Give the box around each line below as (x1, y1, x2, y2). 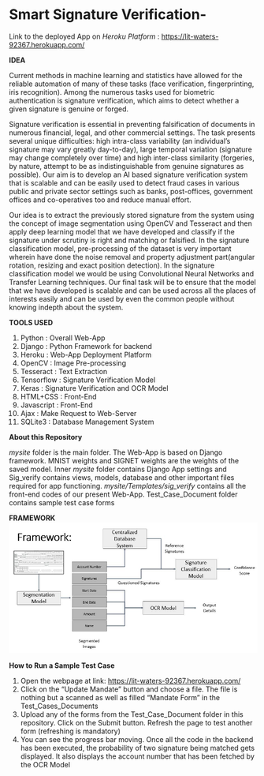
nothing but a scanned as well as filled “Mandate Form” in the (20, 692, 220, 702)
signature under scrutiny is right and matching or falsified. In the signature (9, 235, 250, 245)
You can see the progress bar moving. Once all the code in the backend (20, 734, 254, 744)
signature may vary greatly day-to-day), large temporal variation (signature (9, 144, 253, 154)
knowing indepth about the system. (9, 302, 124, 312)
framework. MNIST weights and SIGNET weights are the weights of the (9, 455, 240, 465)
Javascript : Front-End (20, 400, 93, 410)
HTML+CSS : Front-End (20, 392, 97, 401)
